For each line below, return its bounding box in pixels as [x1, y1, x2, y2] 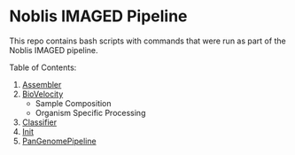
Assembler [21, 79, 62, 89]
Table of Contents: [9, 62, 77, 73]
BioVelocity [21, 89, 64, 99]
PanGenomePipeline [21, 136, 97, 146]
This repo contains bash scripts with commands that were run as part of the [9, 35, 286, 46]
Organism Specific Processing [35, 107, 146, 118]
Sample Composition [35, 97, 113, 108]
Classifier [21, 117, 58, 128]
